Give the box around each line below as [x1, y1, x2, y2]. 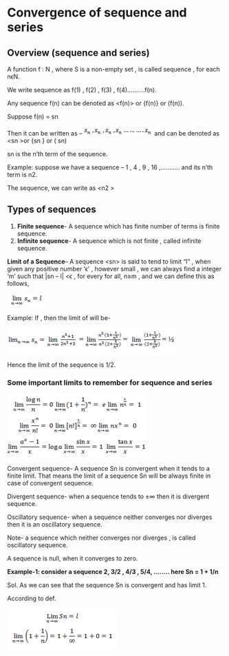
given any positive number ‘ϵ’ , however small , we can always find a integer [7, 264, 222, 273]
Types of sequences [7, 204, 96, 215]
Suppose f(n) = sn [7, 112, 58, 120]
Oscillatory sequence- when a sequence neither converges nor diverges [7, 513, 212, 521]
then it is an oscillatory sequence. [7, 520, 102, 529]
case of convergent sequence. [7, 479, 94, 487]
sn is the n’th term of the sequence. [7, 150, 108, 158]
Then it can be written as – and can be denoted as [7, 129, 220, 137]
